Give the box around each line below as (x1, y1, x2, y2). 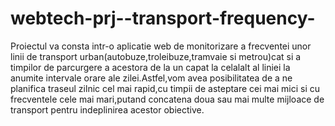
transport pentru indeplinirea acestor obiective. (10, 103, 205, 116)
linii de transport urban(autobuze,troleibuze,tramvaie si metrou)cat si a (10, 50, 302, 62)
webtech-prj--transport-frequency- (10, 7, 316, 30)
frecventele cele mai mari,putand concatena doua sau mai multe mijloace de (10, 93, 325, 105)
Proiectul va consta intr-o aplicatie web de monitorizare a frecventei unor (10, 40, 312, 52)
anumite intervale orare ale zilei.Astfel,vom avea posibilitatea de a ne (10, 72, 293, 84)
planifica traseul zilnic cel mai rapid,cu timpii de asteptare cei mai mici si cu (10, 82, 321, 94)
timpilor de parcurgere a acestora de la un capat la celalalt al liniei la (10, 61, 291, 73)
